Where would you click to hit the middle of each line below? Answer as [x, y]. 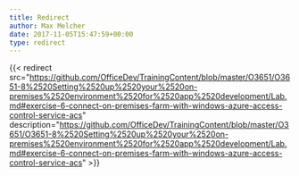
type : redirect [37, 42]
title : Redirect [39, 17]
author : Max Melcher [48, 26]
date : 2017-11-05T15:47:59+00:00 [71, 34]
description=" [34, 125]
